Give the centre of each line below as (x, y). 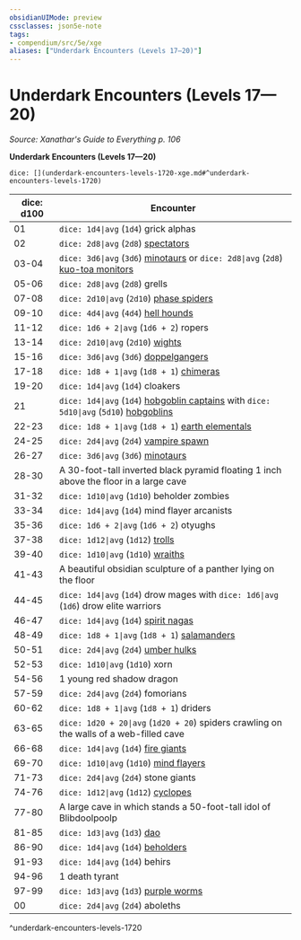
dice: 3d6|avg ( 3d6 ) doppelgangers (134, 357)
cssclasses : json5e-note (56, 26)
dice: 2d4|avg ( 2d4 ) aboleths (120, 906)
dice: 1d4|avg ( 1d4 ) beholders (123, 848)
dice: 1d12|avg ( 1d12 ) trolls (117, 540)
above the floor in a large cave (123, 481)
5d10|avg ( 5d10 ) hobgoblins (116, 412)
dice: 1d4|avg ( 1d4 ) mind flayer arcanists (146, 511)
